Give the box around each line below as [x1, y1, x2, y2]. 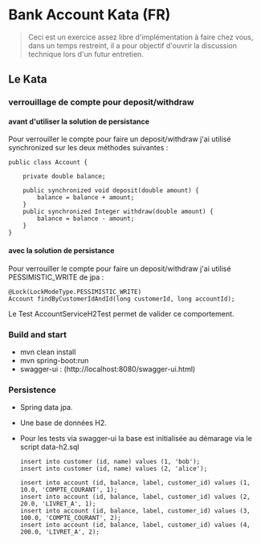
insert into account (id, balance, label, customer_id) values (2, [19, 493, 251, 501]
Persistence [8, 384, 56, 395]
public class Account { [8, 158, 88, 166]
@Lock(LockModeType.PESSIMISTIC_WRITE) [8, 288, 142, 296]
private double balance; [22, 173, 106, 181]
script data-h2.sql [19, 442, 80, 452]
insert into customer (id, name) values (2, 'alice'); [19, 464, 208, 473]
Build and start [8, 329, 67, 340]
